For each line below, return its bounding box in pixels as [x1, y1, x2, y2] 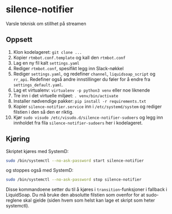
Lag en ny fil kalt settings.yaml [13, 60, 80, 66]
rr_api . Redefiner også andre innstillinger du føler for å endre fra [13, 76, 150, 82]
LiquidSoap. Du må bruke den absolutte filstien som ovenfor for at [6, 192, 145, 198]
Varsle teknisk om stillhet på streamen [6, 20, 86, 27]
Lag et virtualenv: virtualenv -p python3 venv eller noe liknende [13, 87, 150, 93]
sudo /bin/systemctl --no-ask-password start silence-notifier [6, 158, 144, 163]
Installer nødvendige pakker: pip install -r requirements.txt [13, 98, 146, 104]
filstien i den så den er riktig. [13, 109, 74, 115]
